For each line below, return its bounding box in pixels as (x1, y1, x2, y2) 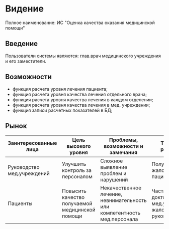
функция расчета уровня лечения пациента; (12, 86, 108, 92)
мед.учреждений (8, 170, 50, 177)
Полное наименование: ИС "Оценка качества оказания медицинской (5, 20, 155, 26)
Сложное (100, 157, 123, 164)
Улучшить (62, 161, 87, 168)
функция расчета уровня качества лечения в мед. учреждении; (12, 102, 150, 108)
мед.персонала (100, 216, 138, 223)
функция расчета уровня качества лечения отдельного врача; (12, 91, 147, 97)
